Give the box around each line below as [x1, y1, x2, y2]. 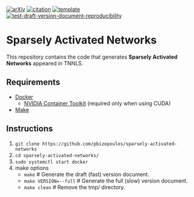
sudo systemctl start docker [14, 159, 89, 165]
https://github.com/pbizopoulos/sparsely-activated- [42, 141, 178, 147]
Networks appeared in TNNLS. [6, 59, 84, 66]
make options [14, 164, 49, 172]
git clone [14, 141, 40, 147]
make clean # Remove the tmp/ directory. [23, 183, 125, 190]
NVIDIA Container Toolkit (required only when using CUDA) [23, 100, 171, 107]
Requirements [6, 77, 60, 88]
